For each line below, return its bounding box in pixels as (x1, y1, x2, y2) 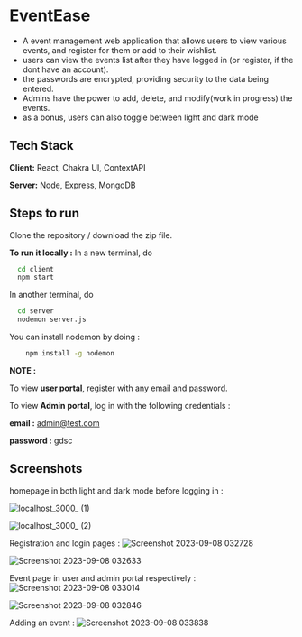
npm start (17, 272, 54, 282)
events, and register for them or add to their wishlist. (22, 44, 218, 55)
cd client (17, 264, 54, 273)
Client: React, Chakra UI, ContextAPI (9, 162, 146, 172)
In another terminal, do (9, 290, 94, 300)
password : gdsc (9, 435, 73, 446)
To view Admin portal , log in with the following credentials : (9, 400, 231, 411)
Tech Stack (9, 138, 74, 153)
